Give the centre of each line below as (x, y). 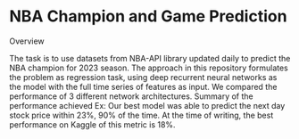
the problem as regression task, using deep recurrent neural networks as (143, 77)
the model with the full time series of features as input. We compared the (143, 86)
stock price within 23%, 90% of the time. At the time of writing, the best (141, 115)
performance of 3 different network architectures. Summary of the (131, 96)
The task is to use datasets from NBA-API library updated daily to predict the (150, 58)
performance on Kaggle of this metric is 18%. (92, 124)
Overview (27, 41)
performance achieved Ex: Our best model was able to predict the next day (147, 105)
